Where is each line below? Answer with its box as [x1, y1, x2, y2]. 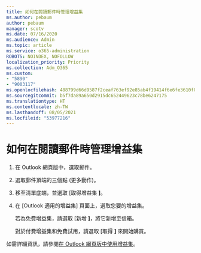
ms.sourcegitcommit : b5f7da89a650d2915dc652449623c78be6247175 [6, 93, 167, 99]
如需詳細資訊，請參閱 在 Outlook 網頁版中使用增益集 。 [6, 240, 139, 248]
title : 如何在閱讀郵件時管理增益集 [6, 8, 83, 15]
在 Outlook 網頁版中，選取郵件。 [14, 163, 96, 171]
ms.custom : [6, 70, 33, 76]
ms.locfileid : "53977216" [6, 115, 71, 121]
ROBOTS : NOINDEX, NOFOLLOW [6, 53, 74, 59]
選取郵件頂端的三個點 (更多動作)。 [14, 177, 99, 184]
